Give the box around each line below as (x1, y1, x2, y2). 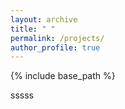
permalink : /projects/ (10, 33, 105, 43)
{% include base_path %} (10, 70, 116, 82)
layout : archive (10, 14, 78, 25)
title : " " (10, 24, 56, 34)
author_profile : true (10, 42, 101, 53)
